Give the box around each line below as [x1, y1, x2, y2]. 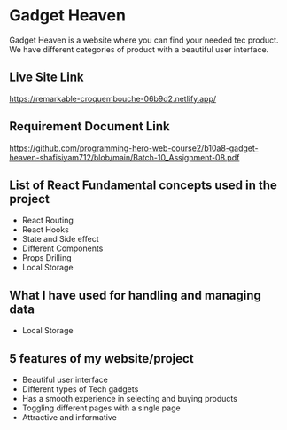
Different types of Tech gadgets [21, 384, 139, 395]
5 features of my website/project [9, 351, 194, 366]
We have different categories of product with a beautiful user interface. [9, 43, 269, 54]
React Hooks [21, 224, 69, 235]
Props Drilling [21, 253, 73, 263]
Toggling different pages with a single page [21, 403, 181, 413]
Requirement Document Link [9, 119, 170, 134]
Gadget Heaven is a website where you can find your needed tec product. [9, 35, 279, 45]
